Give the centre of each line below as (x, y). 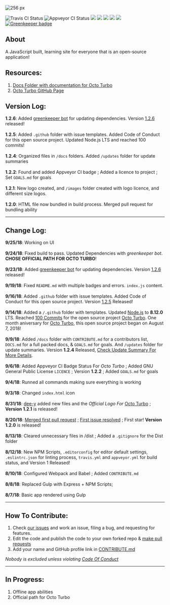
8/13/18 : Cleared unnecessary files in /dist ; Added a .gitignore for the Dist (84, 436)
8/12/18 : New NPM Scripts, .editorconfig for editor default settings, (76, 452)
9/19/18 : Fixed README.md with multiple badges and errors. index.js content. (84, 286)
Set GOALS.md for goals (28, 177)
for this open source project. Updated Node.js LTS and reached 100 (76, 140)
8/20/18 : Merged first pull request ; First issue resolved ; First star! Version (83, 420)
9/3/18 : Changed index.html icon (40, 393)
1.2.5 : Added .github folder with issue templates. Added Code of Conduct (83, 134)
